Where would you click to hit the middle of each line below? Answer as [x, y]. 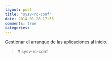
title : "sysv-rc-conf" [28, 14]
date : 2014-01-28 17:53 [30, 19]
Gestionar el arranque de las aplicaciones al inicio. [56, 42]
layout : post [19, 10]
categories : [17, 28]
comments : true [21, 23]
